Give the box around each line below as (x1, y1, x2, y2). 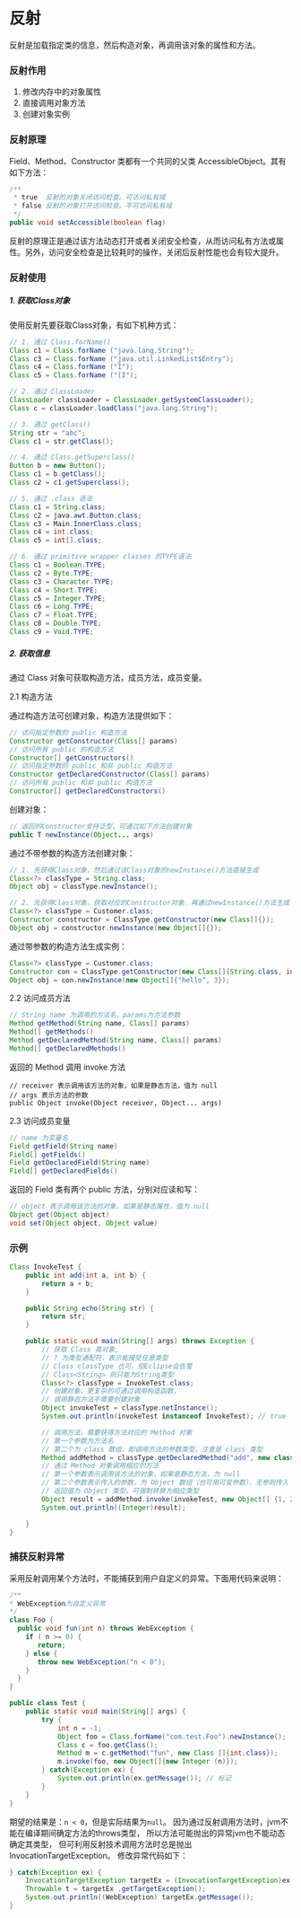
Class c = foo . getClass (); (56, 1740, 159, 1749)
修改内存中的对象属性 (21, 86, 101, 97)
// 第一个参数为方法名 (41, 1436, 114, 1446)
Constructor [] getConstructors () (9, 753, 134, 762)
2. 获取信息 (9, 647, 51, 658)
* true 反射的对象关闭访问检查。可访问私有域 (13, 193, 166, 202)
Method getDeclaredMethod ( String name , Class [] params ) (9, 1036, 222, 1045)
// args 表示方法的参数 (9, 1090, 89, 1100)
